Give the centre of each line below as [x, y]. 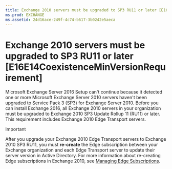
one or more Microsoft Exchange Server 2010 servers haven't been [76, 98]
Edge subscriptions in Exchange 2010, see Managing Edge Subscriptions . [83, 161]
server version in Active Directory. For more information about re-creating [83, 156]
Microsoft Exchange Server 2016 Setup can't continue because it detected [84, 92]
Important [16, 129]
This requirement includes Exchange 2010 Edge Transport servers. [76, 119]
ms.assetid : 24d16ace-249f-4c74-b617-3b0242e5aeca [60, 20]
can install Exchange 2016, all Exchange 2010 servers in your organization [83, 108]
